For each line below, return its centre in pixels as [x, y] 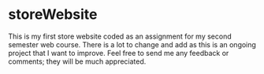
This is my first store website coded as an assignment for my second [120, 36]
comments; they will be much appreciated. [77, 61]
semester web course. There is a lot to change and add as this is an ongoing [132, 44]
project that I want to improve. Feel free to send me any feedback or [119, 53]
